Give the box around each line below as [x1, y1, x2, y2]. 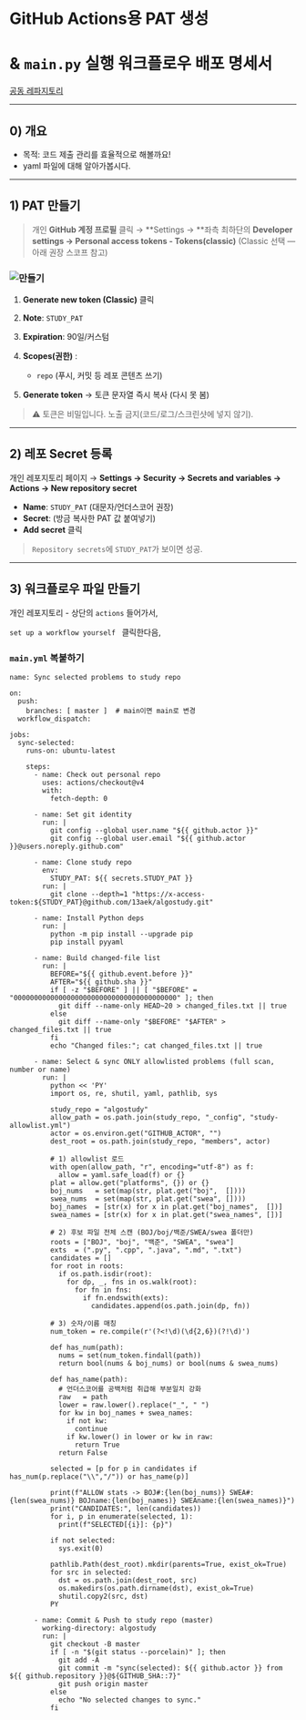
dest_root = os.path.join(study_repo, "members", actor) [49, 1136, 271, 1146]
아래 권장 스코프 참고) [31, 247, 108, 258]
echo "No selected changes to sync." [57, 1695, 202, 1705]
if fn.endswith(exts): [82, 1293, 169, 1303]
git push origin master [57, 1679, 148, 1688]
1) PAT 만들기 [9, 198, 81, 214]
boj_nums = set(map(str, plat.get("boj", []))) [49, 1186, 247, 1195]
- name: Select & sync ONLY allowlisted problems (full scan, [33, 1057, 275, 1066]
